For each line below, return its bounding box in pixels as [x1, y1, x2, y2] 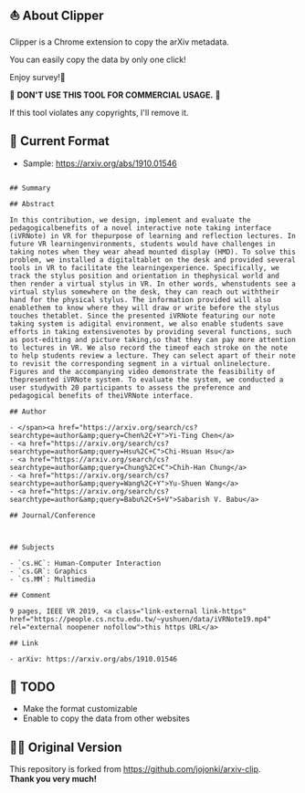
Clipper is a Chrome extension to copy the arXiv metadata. [9, 36, 230, 47]
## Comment [9, 590, 51, 600]
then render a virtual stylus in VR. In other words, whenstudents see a [9, 279, 297, 288]
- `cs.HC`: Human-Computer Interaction [9, 558, 162, 568]
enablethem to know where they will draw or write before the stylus [9, 303, 280, 312]
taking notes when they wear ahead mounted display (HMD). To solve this [9, 247, 297, 256]
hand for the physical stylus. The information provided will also [9, 295, 272, 304]
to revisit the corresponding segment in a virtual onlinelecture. [9, 359, 272, 368]
